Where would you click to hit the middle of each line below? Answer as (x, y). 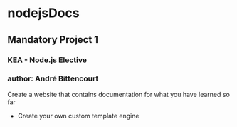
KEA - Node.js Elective (47, 60)
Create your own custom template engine (78, 116)
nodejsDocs (43, 13)
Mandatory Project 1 (53, 40)
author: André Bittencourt (53, 78)
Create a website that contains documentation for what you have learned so (118, 94)
